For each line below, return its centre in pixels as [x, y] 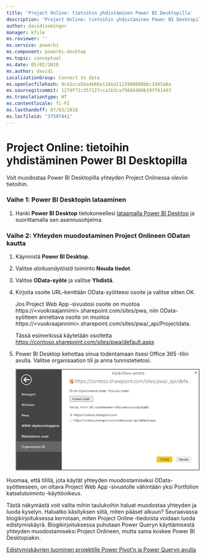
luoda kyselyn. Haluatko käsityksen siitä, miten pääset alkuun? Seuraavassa [102, 511]
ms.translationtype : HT [37, 97]
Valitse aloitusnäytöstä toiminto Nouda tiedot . [73, 268]
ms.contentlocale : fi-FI [38, 104]
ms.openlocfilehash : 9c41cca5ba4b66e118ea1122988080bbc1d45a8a [89, 84]
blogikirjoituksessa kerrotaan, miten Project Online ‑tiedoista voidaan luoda [101, 518]
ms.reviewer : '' [27, 39]
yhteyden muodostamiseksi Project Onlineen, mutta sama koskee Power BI [101, 531]
